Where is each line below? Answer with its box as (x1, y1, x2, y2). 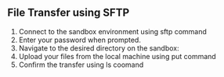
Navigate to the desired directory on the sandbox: (18, 43, 179, 53)
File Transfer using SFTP (7, 6, 130, 19)
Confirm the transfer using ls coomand (18, 60, 144, 69)
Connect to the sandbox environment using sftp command (18, 26, 207, 36)
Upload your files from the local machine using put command (18, 51, 216, 61)
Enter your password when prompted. (18, 35, 142, 44)
